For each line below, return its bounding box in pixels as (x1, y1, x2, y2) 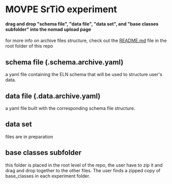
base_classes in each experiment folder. (5, 173, 90, 179)
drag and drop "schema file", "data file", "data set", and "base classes (5, 20, 159, 27)
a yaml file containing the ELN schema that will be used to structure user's (5, 72, 163, 78)
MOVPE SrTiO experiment (5, 4, 117, 15)
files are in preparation (5, 133, 53, 140)
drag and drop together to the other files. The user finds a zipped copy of (5, 167, 161, 173)
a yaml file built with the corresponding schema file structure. (5, 105, 136, 111)
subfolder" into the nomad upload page (5, 26, 91, 32)
